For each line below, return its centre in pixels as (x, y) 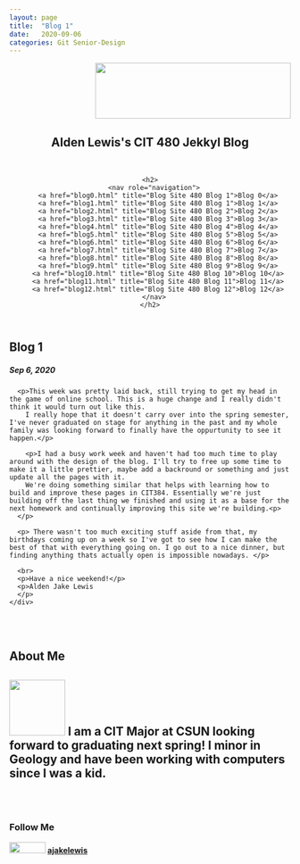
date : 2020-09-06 (46, 34)
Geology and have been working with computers (147, 759)
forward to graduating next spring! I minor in (135, 745)
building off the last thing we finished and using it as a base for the (150, 501)
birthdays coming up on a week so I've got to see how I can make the (143, 540)
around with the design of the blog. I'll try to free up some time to (145, 462)
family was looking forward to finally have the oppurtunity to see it (145, 431)
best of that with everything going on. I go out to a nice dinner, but (147, 548)
